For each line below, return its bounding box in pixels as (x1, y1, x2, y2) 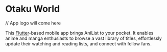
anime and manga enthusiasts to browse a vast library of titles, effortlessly (5, 35, 162, 41)
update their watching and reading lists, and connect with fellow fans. (5, 40, 152, 46)
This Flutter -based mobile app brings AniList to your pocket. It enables (5, 30, 154, 36)
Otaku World (5, 3, 60, 15)
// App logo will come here (5, 20, 61, 26)
